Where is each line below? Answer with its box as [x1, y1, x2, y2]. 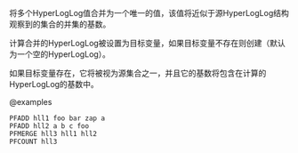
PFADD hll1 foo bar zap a [9, 114, 105, 123]
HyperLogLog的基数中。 [9, 79, 100, 89]
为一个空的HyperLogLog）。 [9, 49, 111, 60]
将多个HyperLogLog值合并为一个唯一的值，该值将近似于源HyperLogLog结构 [9, 8, 289, 18]
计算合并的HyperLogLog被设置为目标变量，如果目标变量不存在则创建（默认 [9, 38, 286, 48]
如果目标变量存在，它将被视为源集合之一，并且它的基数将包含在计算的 [9, 68, 267, 78]
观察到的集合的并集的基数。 [9, 19, 111, 29]
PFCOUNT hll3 [9, 137, 58, 146]
